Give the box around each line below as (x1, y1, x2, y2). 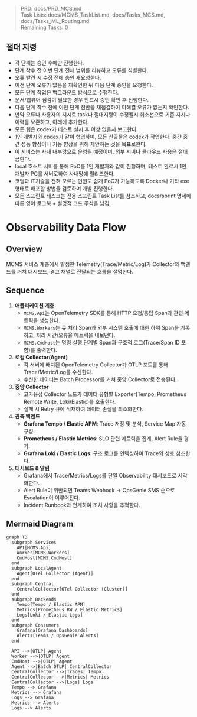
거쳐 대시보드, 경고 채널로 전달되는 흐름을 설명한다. (17, 268, 134, 275)
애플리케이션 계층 (14, 301, 55, 309)
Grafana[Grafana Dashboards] (17, 628, 88, 634)
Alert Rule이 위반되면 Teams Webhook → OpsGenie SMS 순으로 (23, 486, 175, 494)
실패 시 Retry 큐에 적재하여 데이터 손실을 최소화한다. (23, 405, 143, 413)
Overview (6, 244, 43, 254)
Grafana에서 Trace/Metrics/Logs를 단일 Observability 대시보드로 (23, 472, 177, 479)
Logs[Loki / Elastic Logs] (17, 612, 83, 618)
